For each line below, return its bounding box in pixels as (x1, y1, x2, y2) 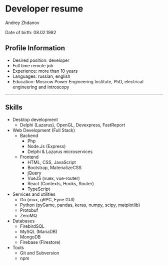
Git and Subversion (19, 249, 59, 256)
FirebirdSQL (19, 223, 45, 229)
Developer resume (5, 3, 83, 15)
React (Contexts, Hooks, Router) (27, 180, 94, 186)
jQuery (27, 170, 41, 176)
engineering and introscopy (12, 84, 69, 90)
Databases (12, 218, 35, 224)
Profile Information (5, 44, 65, 53)
